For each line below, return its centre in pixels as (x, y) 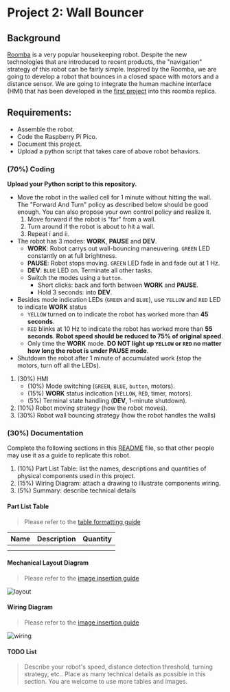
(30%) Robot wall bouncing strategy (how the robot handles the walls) (116, 415)
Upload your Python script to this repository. (72, 184)
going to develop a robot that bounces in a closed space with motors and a (113, 76)
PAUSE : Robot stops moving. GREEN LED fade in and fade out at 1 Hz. (124, 263)
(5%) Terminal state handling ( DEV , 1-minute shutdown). (107, 401)
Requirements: (39, 112)
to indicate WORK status (52, 307)
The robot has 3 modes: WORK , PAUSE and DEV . (87, 241)
